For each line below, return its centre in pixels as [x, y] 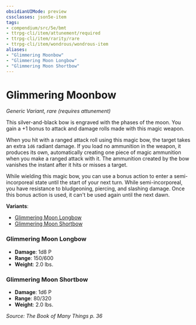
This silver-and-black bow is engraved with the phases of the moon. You [94, 122]
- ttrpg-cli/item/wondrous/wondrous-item [57, 45]
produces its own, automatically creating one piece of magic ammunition [94, 152]
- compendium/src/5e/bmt [36, 28]
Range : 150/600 [34, 258]
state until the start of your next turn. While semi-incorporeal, [109, 183]
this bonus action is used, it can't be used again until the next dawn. [88, 195]
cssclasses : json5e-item [36, 17]
